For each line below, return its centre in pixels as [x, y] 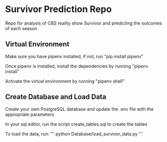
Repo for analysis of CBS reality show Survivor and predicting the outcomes [83, 23]
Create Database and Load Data [56, 97]
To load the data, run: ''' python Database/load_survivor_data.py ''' [74, 133]
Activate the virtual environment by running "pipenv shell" [65, 81]
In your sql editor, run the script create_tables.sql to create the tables [76, 124]
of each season [21, 28]
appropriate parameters [30, 114]
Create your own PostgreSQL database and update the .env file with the [79, 109]
